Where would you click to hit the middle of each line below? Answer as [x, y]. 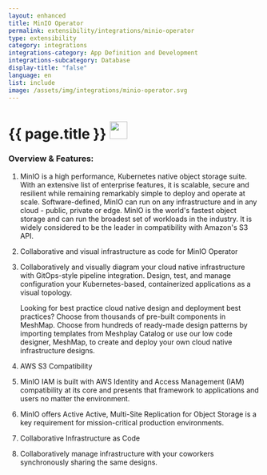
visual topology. [46, 292]
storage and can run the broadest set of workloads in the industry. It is [136, 219]
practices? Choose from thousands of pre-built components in [123, 316]
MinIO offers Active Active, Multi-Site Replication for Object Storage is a [138, 414]
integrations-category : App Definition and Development [103, 53]
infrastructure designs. [58, 350]
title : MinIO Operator [46, 23]
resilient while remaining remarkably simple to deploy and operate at [132, 193]
